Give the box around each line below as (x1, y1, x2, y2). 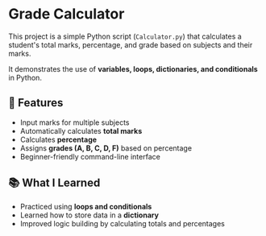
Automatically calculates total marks (19, 126, 143, 135)
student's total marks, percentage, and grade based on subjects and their (8, 39, 253, 49)
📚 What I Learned (8, 176, 101, 190)
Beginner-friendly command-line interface (19, 151, 161, 161)
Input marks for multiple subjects (19, 118, 130, 127)
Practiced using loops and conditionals (19, 201, 152, 211)
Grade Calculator (8, 5, 125, 23)
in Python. (8, 72, 43, 82)
